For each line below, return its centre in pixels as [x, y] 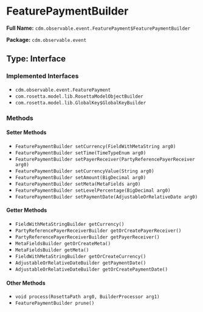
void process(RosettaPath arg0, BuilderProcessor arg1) [87, 297]
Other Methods [26, 283]
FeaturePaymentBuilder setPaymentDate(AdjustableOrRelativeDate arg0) [106, 197]
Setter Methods [26, 132]
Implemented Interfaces [43, 76]
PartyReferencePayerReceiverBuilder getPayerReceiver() [87, 237]
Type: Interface [36, 59]
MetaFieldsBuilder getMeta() [52, 250]
